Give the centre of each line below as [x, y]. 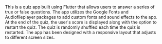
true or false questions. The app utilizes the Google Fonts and [67, 12]
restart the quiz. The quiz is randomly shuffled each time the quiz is [73, 27]
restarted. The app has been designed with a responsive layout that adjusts [81, 32]
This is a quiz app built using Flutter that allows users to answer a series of [80, 7]
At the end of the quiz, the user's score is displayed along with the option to [81, 22]
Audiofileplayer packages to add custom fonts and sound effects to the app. [81, 17]
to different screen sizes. [30, 37]
